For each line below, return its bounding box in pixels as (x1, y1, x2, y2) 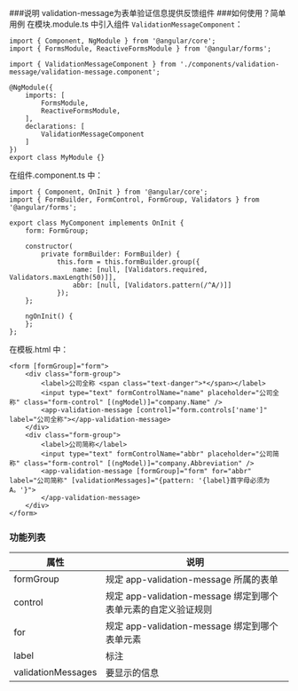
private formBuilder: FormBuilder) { (41, 250, 180, 258)
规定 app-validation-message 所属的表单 (105, 574, 278, 586)
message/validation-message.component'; (9, 68, 161, 76)
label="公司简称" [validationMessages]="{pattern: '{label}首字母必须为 (9, 476, 271, 485)
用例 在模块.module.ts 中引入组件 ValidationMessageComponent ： (9, 19, 243, 29)
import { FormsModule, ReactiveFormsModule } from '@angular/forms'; (9, 44, 272, 53)
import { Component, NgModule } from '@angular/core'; (9, 36, 216, 45)
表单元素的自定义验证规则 (105, 603, 213, 616)
